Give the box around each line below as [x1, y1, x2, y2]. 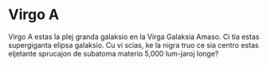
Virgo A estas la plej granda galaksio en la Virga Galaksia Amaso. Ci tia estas [8, 32, 260, 41]
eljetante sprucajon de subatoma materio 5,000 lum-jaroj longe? [8, 49, 219, 58]
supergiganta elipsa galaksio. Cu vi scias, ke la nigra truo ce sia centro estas [8, 40, 259, 49]
